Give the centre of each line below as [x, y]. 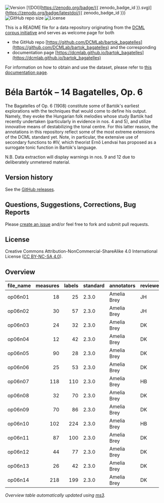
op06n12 [18, 452]
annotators [122, 286]
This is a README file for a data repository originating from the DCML [75, 27]
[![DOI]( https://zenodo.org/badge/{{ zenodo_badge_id [81, 8]
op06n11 [18, 438]
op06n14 [18, 480]
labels [71, 286]
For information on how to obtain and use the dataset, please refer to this [79, 67]
